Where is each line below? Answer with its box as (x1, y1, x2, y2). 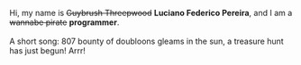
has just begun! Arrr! (9, 45, 86, 56)
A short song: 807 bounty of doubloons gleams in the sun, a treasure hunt (9, 36, 284, 46)
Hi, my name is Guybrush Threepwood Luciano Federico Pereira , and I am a (9, 8, 293, 18)
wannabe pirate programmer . (9, 17, 120, 28)
